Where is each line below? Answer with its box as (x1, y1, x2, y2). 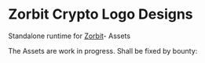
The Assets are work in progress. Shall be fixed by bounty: (8, 46, 198, 55)
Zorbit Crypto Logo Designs (8, 5, 194, 23)
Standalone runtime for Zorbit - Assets (8, 31, 131, 40)
